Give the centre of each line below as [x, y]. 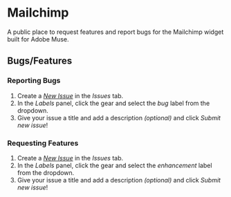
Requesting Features [43, 143]
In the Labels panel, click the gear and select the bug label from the [113, 103]
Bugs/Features [40, 61]
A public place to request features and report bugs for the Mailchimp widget [115, 32]
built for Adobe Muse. [38, 39]
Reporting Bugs [34, 81]
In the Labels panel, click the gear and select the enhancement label [114, 165]
